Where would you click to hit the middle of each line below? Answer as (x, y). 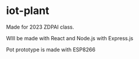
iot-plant (28, 11)
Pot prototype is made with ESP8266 (51, 49)
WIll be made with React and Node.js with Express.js (70, 38)
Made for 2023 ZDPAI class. (40, 27)
